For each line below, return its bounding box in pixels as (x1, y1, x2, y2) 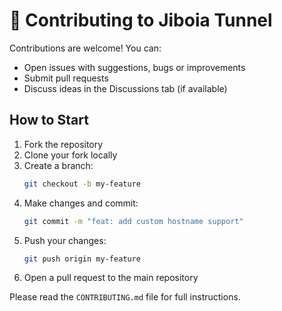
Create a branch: (23, 159, 94, 171)
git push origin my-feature (23, 254, 141, 264)
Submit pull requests (23, 72, 109, 84)
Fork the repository (23, 138, 104, 150)
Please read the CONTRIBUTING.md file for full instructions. (9, 291, 241, 303)
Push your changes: (23, 234, 107, 246)
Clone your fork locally (23, 149, 118, 161)
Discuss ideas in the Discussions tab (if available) (23, 82, 228, 94)
